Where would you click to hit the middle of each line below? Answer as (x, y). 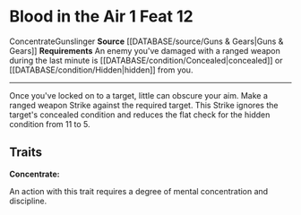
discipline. (28, 201)
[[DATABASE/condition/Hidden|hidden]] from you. (101, 70)
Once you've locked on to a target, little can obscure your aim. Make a (139, 95)
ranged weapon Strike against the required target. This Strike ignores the (144, 105)
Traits (26, 153)
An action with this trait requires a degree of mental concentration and (139, 191)
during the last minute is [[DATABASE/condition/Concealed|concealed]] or (146, 60)
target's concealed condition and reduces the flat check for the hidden (140, 115)
